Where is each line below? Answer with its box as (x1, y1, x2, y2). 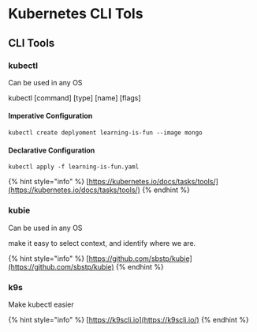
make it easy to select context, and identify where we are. (8, 238, 196, 247)
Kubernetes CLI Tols (8, 5, 143, 23)
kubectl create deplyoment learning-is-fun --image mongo (8, 129, 203, 137)
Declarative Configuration (8, 145, 95, 155)
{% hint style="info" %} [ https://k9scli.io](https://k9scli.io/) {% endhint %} (8, 315, 250, 324)
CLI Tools (8, 36, 55, 50)
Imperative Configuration (8, 111, 93, 121)
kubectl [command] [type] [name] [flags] (8, 92, 141, 103)
